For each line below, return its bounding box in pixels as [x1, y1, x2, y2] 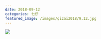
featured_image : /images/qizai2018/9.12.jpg [5, 16, 97, 21]
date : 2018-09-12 [5, 7, 40, 12]
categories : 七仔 [5, 12, 39, 16]
